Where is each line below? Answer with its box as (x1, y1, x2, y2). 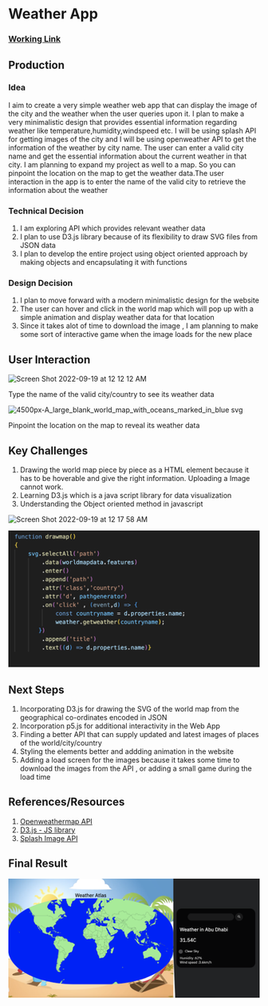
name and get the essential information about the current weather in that (8, 151, 247, 161)
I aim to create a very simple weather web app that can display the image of (8, 100, 258, 110)
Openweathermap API (19, 816, 93, 826)
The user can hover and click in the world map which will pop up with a (19, 304, 254, 314)
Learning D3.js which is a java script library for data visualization (19, 491, 232, 500)
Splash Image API (19, 833, 78, 843)
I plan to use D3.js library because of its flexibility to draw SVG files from (19, 232, 258, 242)
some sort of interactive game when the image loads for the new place (19, 330, 253, 339)
